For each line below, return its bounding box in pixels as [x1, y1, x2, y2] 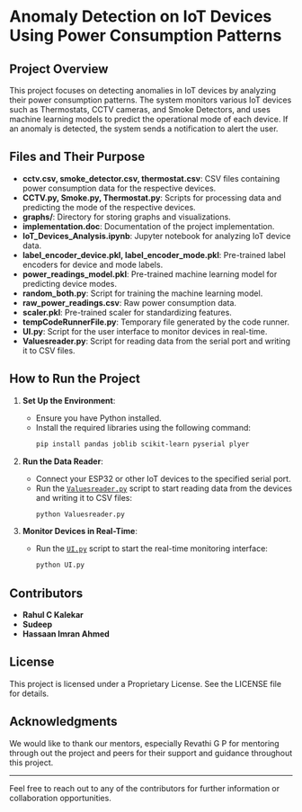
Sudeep [22, 619, 53, 630]
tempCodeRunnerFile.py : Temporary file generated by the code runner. [22, 317, 290, 327]
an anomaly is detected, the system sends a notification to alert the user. [9, 123, 279, 134]
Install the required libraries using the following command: [35, 422, 252, 433]
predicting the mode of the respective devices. [22, 201, 196, 212]
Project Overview [9, 61, 109, 76]
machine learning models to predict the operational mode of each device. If [9, 114, 289, 124]
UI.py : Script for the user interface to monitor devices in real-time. [22, 326, 268, 336]
